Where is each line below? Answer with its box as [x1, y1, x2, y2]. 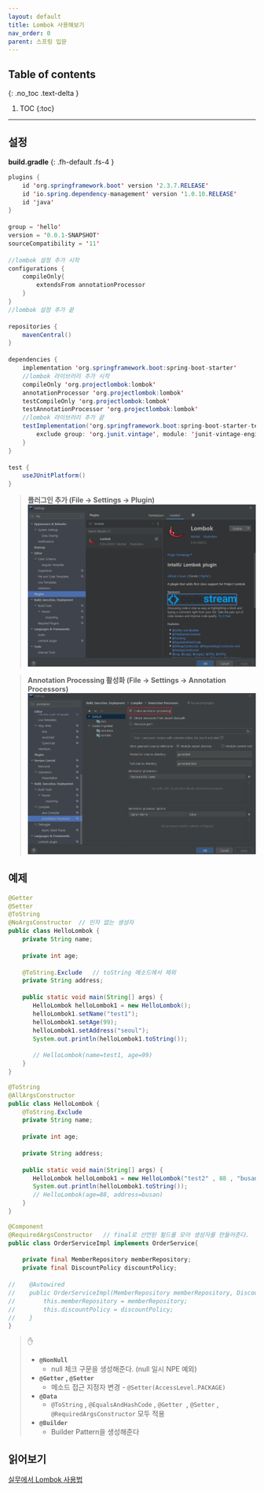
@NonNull [38, 1357, 68, 1364]
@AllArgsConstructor [8, 1091, 76, 1100]
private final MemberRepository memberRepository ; [22, 1256, 192, 1264]
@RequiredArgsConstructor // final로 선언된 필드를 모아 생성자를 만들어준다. [8, 1231, 250, 1239]
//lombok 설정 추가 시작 [8, 256, 80, 264]
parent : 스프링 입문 [8, 38, 68, 46]
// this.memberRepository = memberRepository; [8, 1297, 189, 1305]
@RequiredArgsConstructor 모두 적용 [50, 1409, 165, 1419]
